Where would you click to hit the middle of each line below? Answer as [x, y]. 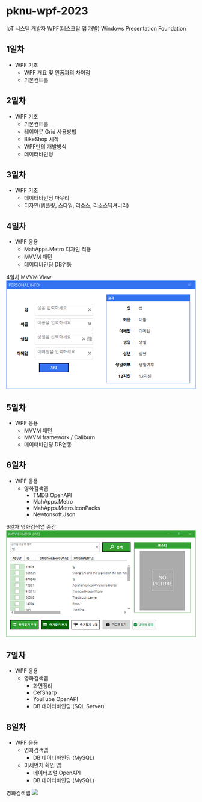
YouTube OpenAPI [55, 699]
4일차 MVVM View [29, 277]
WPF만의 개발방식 [45, 146]
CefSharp [45, 692]
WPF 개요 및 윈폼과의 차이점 [57, 72]
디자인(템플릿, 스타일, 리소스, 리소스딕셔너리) [76, 205]
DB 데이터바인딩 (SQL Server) [69, 706]
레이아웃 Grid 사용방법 [50, 131]
